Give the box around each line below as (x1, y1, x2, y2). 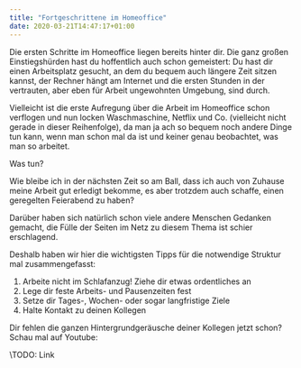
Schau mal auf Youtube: (9, 331, 98, 343)
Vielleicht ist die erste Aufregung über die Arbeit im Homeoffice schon (9, 102, 270, 113)
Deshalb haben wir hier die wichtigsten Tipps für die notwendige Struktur (9, 249, 282, 260)
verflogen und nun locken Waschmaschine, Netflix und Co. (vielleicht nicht (9, 112, 287, 123)
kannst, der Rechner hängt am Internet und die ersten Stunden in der (9, 75, 265, 86)
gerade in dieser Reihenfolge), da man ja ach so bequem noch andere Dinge (9, 121, 293, 132)
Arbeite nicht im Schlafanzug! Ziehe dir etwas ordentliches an (22, 276, 252, 287)
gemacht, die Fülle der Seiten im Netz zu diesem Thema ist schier (9, 222, 253, 233)
